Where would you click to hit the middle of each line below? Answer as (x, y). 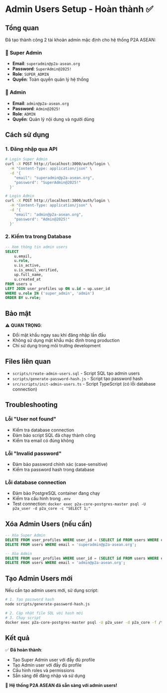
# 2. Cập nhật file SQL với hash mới (44, 613)
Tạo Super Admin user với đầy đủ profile (54, 660)
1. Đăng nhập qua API (31, 149)
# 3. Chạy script (23, 618)
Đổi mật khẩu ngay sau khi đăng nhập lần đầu (59, 335)
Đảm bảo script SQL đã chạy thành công (54, 435)
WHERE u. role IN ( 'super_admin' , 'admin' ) (50, 293)
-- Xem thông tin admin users (37, 247)
